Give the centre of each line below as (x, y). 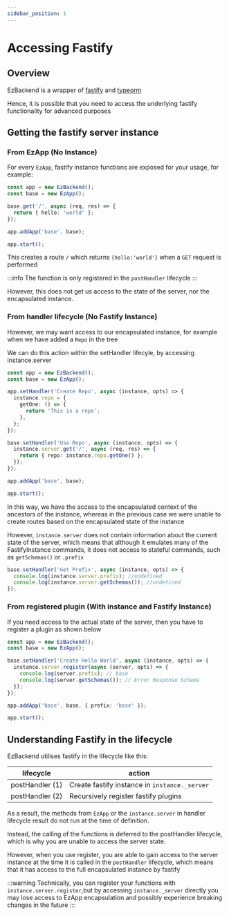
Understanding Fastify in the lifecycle (90, 739)
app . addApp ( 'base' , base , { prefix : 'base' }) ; (77, 706)
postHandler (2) (37, 796)
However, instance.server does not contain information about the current (112, 535)
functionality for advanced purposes (59, 111)
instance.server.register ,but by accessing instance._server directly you (113, 890)
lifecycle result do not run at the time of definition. (79, 820)
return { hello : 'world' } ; (54, 213)
